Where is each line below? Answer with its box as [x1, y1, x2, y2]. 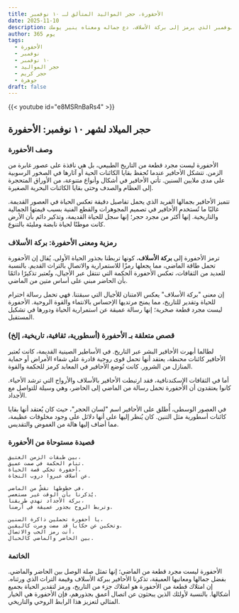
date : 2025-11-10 [8, 17, 60, 24]
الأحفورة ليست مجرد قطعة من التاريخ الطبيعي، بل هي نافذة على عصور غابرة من [8, 161, 219, 169]
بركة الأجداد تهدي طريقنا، [8, 497, 84, 504]
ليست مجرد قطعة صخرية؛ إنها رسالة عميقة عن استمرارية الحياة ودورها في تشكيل [8, 305, 223, 314]
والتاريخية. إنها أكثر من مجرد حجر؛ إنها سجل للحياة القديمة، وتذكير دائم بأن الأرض [8, 212, 218, 220]
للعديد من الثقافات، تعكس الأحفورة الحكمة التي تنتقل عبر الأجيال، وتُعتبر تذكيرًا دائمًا [8, 269, 226, 277]
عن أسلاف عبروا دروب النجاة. [8, 472, 91, 479]
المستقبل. [8, 313, 35, 321]
